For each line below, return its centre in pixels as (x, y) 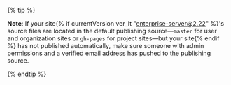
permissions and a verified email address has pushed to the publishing (109, 53)
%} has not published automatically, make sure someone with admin (106, 46)
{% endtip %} (27, 74)
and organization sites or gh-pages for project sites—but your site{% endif (113, 38)
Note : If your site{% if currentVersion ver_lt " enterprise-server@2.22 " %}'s (116, 23)
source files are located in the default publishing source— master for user (112, 31)
